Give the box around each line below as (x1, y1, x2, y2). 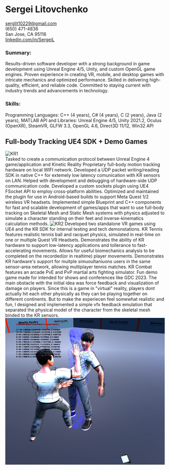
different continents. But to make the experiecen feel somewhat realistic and (5, 296, 164, 302)
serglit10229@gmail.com (5, 20, 57, 26)
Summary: (5, 49, 32, 56)
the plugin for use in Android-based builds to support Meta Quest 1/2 (5, 194, 149, 200)
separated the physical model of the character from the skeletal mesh (5, 307, 151, 313)
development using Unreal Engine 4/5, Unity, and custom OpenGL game (5, 66, 156, 72)
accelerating (5, 247, 31, 254)
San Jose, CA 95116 (5, 31, 47, 37)
